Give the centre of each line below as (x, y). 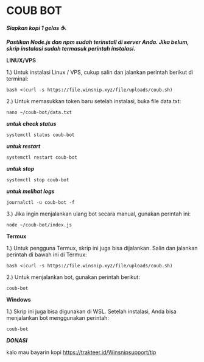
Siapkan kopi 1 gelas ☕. (37, 27)
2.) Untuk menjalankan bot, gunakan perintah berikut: (73, 277)
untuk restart (23, 146)
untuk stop (20, 168)
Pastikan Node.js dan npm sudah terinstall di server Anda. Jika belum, (98, 42)
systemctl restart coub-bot (42, 157)
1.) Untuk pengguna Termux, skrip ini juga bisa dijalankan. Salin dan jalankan (102, 248)
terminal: (17, 78)
